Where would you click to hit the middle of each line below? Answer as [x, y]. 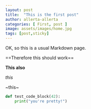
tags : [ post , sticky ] [27, 33]
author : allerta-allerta [32, 19]
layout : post [19, 10]
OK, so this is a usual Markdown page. [46, 48]
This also [15, 67]
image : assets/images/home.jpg [39, 29]
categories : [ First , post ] [36, 24]
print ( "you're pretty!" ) [41, 101]
